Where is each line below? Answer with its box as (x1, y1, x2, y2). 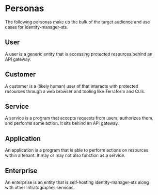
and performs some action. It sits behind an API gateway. (5, 120, 119, 126)
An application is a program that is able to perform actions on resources (5, 147, 149, 153)
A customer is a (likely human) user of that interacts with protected (5, 83, 139, 89)
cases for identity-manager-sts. (5, 24, 68, 30)
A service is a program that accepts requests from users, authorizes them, (5, 115, 154, 121)
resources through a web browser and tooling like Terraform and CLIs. (5, 88, 145, 94)
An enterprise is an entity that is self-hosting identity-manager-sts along (5, 179, 149, 185)
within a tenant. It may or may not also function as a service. (5, 152, 126, 158)
